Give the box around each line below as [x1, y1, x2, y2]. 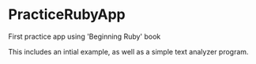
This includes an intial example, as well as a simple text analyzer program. [8, 47, 249, 56]
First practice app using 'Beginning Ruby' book [8, 32, 161, 41]
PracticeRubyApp [8, 6, 126, 24]
